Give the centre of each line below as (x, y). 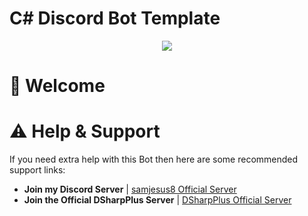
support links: (37, 170)
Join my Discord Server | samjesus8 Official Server (130, 189)
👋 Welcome (57, 86)
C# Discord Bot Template (115, 18)
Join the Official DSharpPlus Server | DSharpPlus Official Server (157, 200)
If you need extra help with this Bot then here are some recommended (154, 159)
